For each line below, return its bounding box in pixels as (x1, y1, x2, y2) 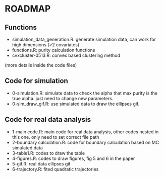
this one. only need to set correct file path (12, 134, 99, 140)
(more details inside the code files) (5, 62, 77, 68)
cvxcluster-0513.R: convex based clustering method (12, 52, 121, 58)
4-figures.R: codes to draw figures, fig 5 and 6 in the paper (12, 155, 135, 161)
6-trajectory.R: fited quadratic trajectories (12, 166, 99, 172)
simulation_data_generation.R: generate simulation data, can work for (12, 36, 156, 42)
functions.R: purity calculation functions (12, 47, 95, 53)
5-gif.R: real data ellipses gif (12, 160, 71, 166)
